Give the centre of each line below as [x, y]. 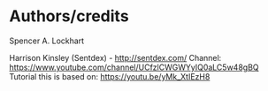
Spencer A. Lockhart [47, 41]
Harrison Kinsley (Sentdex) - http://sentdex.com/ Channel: [115, 57]
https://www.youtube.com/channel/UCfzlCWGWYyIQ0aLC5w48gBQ [134, 67]
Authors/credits [69, 16]
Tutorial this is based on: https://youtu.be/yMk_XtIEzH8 [110, 76]
